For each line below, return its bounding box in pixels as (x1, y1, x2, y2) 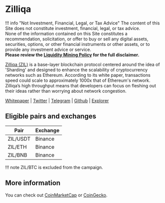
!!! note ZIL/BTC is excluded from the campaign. (5, 164, 103, 170)
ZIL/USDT (7, 135, 31, 142)
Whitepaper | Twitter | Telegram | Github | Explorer (5, 97, 109, 103)
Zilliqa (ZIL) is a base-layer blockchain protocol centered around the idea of (5, 61, 161, 67)
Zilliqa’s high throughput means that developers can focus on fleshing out (5, 82, 156, 88)
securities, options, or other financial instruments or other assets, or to (5, 41, 150, 47)
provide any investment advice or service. (5, 46, 91, 52)
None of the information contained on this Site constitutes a (5, 30, 128, 36)
